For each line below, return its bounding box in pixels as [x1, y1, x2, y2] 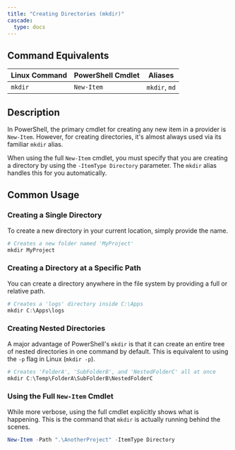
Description [7, 107, 60, 118]
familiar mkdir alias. [7, 140, 64, 148]
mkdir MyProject [7, 246, 55, 254]
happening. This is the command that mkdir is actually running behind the [7, 415, 221, 423]
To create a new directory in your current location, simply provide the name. [7, 226, 228, 235]
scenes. [7, 422, 30, 431]
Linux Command [11, 71, 68, 80]
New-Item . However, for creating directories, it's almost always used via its [7, 133, 222, 141]
